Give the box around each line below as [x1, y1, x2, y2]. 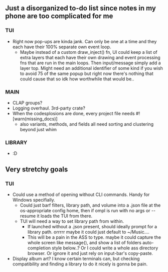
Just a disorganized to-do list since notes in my [5, 4, 156, 13]
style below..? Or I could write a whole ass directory [52, 245, 158, 251]
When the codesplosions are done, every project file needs [12, 110, 135, 116]
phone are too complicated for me [5, 12, 113, 21]
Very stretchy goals [5, 165, 68, 173]
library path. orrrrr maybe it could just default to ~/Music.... [27, 229, 149, 235]
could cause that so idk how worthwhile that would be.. [20, 75, 134, 82]
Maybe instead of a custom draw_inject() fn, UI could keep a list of [20, 49, 158, 55]
